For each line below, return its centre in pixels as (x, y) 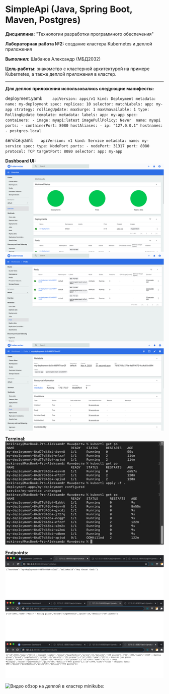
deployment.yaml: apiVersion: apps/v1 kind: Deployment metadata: (81, 98)
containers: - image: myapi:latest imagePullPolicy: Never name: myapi (83, 120)
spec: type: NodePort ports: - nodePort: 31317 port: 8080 (87, 146)
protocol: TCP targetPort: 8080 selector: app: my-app (64, 151)
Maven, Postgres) (43, 20)
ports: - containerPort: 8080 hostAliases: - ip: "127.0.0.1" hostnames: (84, 125)
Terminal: (16, 439)
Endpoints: (17, 553)
